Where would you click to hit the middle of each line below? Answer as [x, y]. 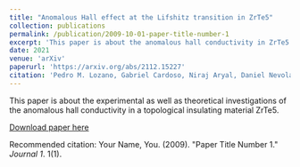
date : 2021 [29, 51]
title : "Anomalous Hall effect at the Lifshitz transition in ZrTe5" [142, 17]
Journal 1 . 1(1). [36, 154]
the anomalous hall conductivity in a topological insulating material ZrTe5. [144, 110]
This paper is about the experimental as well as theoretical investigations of [148, 100]
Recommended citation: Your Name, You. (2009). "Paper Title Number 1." [144, 144]
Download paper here [49, 127]
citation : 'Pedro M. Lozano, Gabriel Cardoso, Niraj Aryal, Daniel [137, 76]
